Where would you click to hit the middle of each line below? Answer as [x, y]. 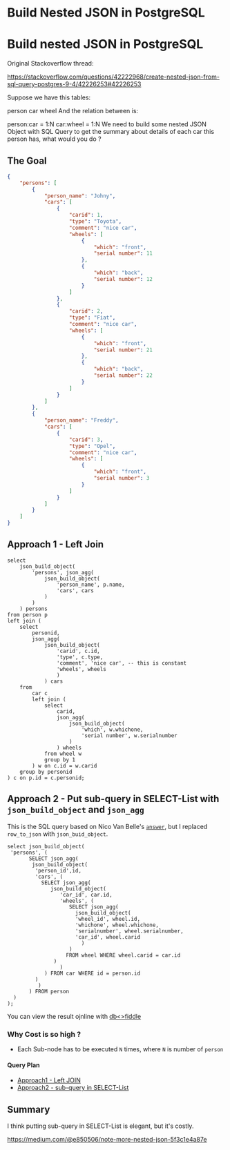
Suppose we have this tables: [49, 97]
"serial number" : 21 [123, 350]
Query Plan [23, 1065]
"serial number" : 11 [123, 253]
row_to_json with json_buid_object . [58, 834]
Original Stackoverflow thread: [50, 64]
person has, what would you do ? [54, 139]
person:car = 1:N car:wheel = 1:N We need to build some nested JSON [107, 124]
